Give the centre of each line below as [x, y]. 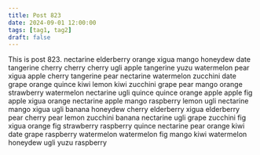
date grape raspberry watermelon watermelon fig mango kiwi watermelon [128, 135]
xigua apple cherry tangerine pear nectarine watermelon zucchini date [123, 76]
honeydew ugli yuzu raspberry [58, 142]
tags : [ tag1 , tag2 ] [40, 30]
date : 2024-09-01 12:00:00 [52, 23]
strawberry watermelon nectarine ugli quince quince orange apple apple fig [130, 93]
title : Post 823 [35, 15]
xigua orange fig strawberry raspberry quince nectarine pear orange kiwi [126, 126]
